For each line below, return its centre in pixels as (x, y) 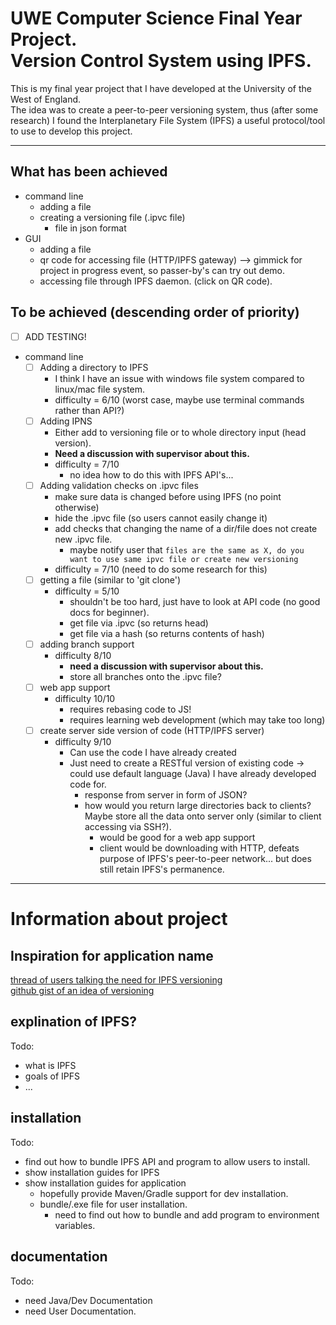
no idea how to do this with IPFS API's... (151, 474)
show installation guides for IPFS (92, 1172)
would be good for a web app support (177, 838)
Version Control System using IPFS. (161, 61)
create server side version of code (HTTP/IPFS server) (152, 730)
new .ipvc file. (83, 539)
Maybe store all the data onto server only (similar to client (203, 816)
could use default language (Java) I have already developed (193, 774)
